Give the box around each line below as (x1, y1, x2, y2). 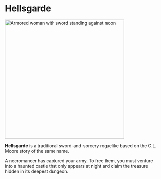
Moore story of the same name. (5, 148, 69, 154)
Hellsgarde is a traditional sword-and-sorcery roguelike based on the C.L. (5, 142, 157, 149)
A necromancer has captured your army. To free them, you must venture (5, 157, 153, 164)
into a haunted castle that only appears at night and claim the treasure (5, 163, 148, 169)
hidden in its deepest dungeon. (5, 168, 69, 174)
